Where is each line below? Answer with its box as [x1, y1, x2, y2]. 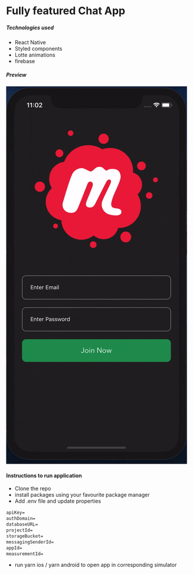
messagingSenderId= [6, 539, 54, 545]
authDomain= [6, 516, 35, 521]
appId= [6, 545, 22, 551]
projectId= [6, 527, 33, 533]
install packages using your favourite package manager [14, 491, 150, 498]
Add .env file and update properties [14, 497, 102, 505]
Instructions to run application [6, 472, 83, 479]
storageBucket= [6, 533, 44, 539]
